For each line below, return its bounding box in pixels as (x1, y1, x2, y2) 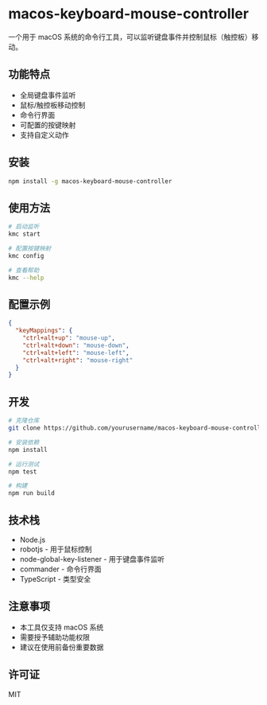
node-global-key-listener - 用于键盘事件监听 (19, 554, 165, 563)
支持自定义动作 (19, 130, 69, 139)
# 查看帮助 (8, 266, 40, 275)
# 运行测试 (8, 460, 40, 468)
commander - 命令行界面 (19, 564, 102, 574)
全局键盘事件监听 (19, 90, 76, 99)
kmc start (8, 230, 41, 239)
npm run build (8, 489, 56, 497)
